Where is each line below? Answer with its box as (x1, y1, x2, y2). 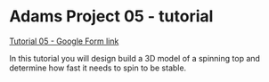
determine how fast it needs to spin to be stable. (9, 62, 187, 73)
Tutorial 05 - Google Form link (9, 36, 119, 46)
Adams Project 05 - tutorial (9, 6, 214, 27)
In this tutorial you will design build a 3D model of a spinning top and (9, 53, 261, 63)
